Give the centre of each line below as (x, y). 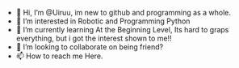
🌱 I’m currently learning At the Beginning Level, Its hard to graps (122, 30)
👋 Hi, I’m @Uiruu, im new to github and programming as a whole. (124, 13)
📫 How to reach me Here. (59, 56)
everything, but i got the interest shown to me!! (94, 38)
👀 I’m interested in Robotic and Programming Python (103, 21)
